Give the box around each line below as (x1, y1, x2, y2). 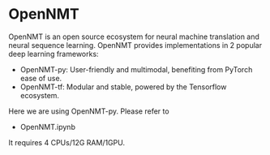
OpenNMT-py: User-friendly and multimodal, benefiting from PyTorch (19, 64, 253, 74)
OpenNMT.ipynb (19, 122, 75, 131)
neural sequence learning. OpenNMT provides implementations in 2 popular (8, 40, 262, 50)
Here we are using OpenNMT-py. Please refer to (8, 106, 169, 116)
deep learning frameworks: (8, 49, 99, 58)
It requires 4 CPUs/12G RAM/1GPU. (8, 137, 126, 147)
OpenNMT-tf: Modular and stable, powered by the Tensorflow (19, 82, 227, 92)
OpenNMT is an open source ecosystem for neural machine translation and (8, 32, 259, 41)
